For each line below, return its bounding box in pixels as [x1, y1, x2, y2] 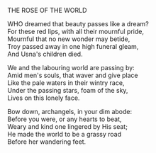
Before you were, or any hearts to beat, [7, 115, 122, 123]
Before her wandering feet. [7, 137, 87, 146]
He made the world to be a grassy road [7, 130, 122, 138]
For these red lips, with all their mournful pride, [7, 28, 144, 35]
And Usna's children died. [7, 50, 83, 58]
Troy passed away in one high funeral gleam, [7, 42, 139, 50]
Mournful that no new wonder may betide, [7, 35, 130, 43]
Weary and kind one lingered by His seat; [7, 123, 128, 130]
